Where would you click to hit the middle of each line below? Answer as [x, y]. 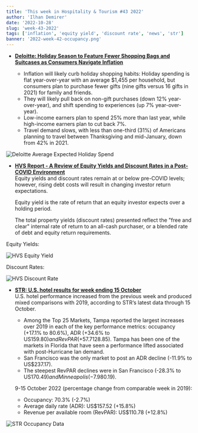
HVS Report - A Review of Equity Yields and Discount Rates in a [94, 166]
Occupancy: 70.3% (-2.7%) [57, 400]
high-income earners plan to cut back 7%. [75, 124]
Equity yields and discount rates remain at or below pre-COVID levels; [100, 178]
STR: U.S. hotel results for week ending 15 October [78, 290]
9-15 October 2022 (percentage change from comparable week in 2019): [103, 388]
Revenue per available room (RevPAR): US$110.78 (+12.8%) [95, 412]
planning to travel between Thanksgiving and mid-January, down [103, 136]
